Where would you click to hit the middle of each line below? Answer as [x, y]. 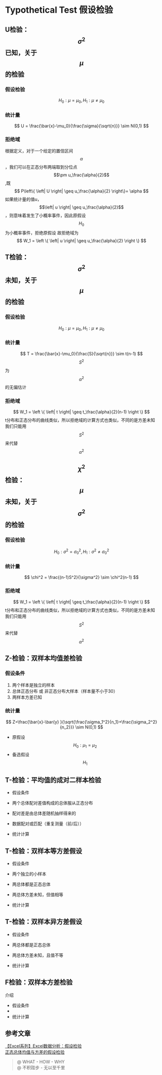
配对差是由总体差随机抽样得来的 [44, 813]
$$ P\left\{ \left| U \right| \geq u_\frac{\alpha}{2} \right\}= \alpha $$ [81, 191]
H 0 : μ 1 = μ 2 [85, 745]
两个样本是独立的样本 [33, 685]
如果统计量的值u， [24, 199]
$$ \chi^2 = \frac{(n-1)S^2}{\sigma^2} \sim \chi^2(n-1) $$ [81, 577]
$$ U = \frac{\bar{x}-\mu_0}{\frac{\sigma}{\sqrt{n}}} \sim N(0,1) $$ [81, 126]
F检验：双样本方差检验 [39, 982]
